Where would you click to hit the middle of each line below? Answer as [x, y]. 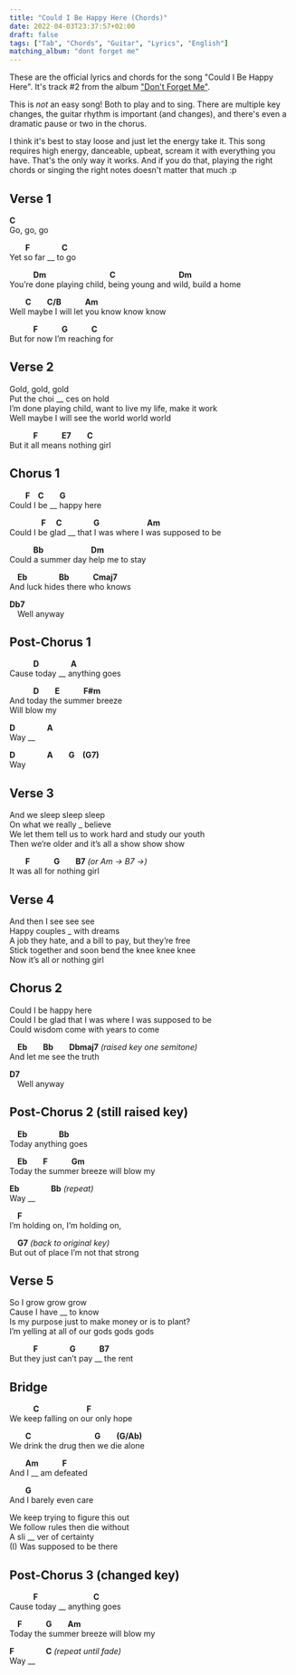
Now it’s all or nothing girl [57, 960]
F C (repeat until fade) [66, 1651]
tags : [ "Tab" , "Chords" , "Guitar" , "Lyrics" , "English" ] [119, 43]
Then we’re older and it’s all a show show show [97, 844]
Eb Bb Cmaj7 [67, 577]
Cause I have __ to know [54, 1312]
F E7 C [63, 435]
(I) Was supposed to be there [64, 1546]
